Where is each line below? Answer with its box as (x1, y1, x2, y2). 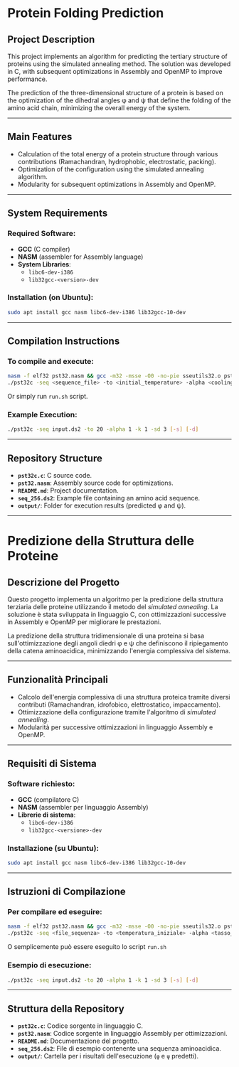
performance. (7, 75, 48, 83)
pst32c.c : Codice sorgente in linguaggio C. (17, 1022, 144, 1030)
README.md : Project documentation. (17, 486, 119, 495)
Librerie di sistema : (17, 810, 76, 819)
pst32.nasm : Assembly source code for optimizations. (17, 478, 174, 488)
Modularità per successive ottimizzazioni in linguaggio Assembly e (17, 723, 213, 731)
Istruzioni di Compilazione (7, 886, 126, 898)
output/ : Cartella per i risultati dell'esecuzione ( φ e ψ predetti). (17, 1052, 199, 1061)
